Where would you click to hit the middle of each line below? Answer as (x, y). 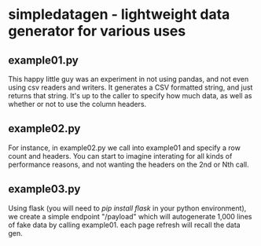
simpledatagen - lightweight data (119, 15)
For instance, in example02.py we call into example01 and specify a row (125, 148)
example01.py (43, 60)
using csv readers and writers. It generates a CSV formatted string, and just (130, 87)
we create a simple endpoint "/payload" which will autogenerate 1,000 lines (130, 216)
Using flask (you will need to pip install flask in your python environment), (127, 208)
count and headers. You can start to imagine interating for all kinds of (120, 156)
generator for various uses (97, 31)
